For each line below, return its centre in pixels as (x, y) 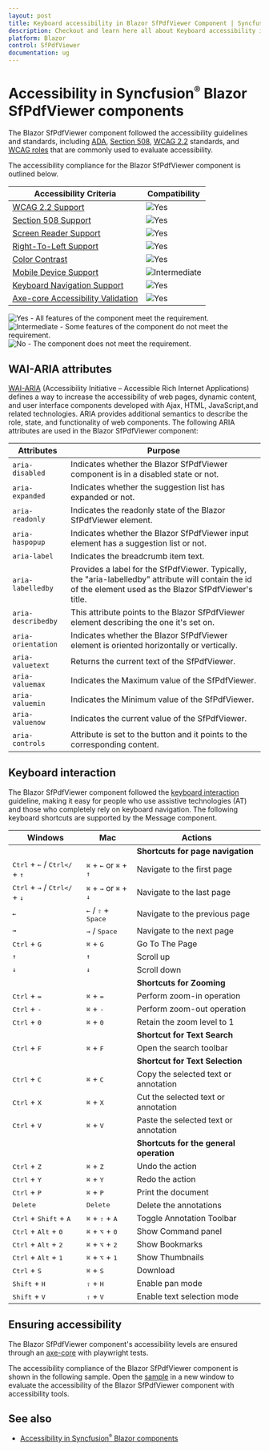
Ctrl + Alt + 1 (38, 1257)
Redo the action (166, 1179)
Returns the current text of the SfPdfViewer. (153, 662)
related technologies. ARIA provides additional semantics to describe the (128, 414)
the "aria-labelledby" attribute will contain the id (161, 579)
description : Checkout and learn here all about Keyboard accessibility (132, 30)
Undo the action (167, 1166)
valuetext (31, 665)
